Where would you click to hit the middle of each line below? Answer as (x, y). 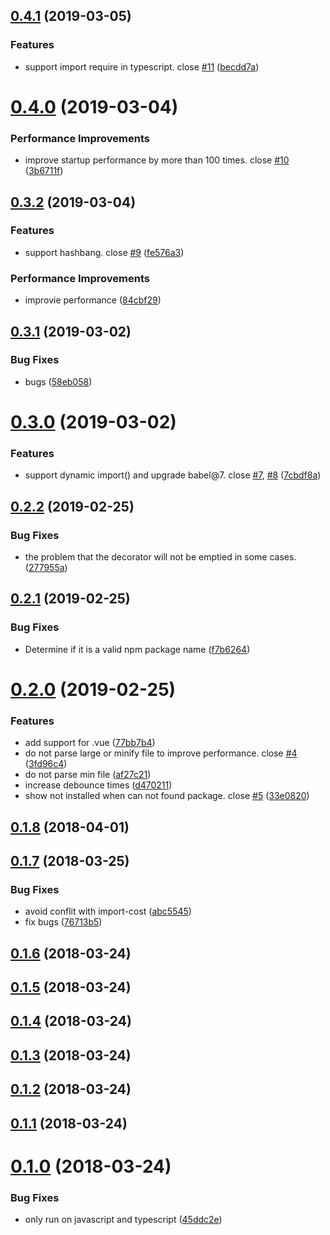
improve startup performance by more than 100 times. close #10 (157, 160)
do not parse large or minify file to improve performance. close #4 (161, 753)
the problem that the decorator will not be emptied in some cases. (160, 557)
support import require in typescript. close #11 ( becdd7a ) (142, 66)
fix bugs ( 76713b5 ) (63, 922)
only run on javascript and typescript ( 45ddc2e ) (123, 1220)
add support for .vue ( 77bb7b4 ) (90, 743)
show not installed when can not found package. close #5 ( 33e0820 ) (167, 796)
